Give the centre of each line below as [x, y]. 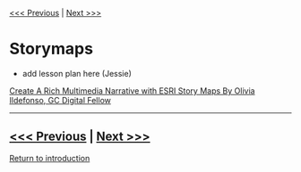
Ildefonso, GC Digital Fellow [60, 100]
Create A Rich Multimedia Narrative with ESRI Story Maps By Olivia [132, 90]
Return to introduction [50, 158]
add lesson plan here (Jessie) [77, 73]
